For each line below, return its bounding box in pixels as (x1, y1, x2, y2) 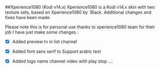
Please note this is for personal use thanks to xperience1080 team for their (5, 24, 155, 30)
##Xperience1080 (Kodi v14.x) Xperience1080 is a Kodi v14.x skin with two (5, 4, 155, 10)
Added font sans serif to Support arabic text (12, 48, 101, 54)
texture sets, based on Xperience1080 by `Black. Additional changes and (5, 9, 152, 15)
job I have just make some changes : (5, 29, 79, 35)
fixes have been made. (5, 15, 51, 20)
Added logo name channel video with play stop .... (12, 58, 114, 64)
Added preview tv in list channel (12, 39, 77, 45)
